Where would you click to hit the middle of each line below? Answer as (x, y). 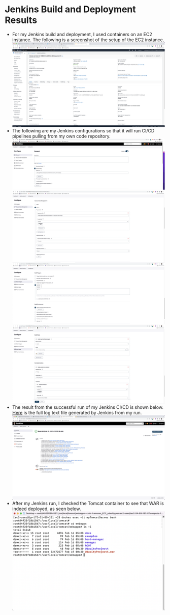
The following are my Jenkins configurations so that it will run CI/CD (83, 130)
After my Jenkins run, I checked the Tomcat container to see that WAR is (88, 503)
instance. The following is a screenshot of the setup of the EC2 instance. (88, 40)
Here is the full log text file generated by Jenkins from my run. (77, 412)
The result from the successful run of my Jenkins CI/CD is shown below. (88, 407)
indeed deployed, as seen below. (46, 509)
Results (21, 20)
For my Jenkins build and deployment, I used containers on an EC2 (82, 34)
